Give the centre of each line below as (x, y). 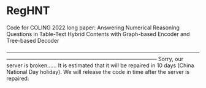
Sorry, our (171, 59)
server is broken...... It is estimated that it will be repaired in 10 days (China (100, 65)
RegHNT (28, 11)
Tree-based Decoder (33, 40)
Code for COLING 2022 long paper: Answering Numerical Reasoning (93, 28)
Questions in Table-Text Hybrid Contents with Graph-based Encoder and (98, 34)
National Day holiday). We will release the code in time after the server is (98, 71)
